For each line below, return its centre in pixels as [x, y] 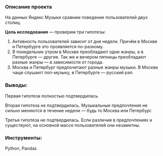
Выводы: [16, 85]
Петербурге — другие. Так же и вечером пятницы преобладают [79, 57]
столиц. [13, 22]
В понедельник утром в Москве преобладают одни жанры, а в [78, 52]
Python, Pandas [21, 148]
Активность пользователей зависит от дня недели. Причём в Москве [85, 41]
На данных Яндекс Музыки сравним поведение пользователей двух [76, 18]
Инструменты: [24, 137]
